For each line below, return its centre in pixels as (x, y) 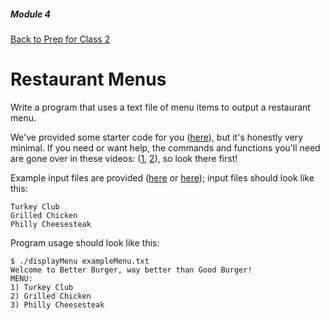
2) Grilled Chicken (51, 296)
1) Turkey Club (42, 287)
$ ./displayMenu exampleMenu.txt (80, 261)
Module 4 (31, 14)
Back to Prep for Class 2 (60, 39)
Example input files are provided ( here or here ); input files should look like (162, 177)
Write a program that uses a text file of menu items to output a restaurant (160, 107)
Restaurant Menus (88, 79)
